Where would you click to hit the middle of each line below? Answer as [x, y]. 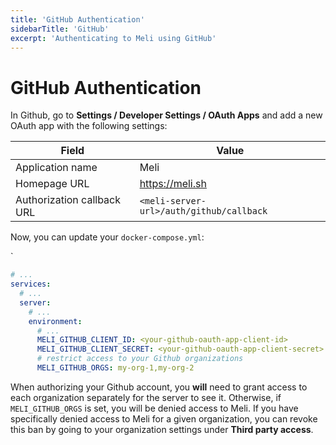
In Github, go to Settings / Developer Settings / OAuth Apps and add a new [166, 115]
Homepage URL [52, 184]
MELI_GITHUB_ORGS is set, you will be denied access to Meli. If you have [154, 408]
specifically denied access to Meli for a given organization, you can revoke [164, 418]
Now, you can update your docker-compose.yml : [107, 237]
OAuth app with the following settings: [89, 126]
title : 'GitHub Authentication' [77, 19]
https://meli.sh [173, 184]
